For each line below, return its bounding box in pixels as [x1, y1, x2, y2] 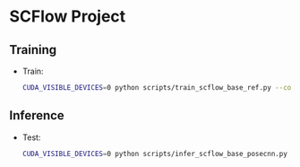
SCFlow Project [9, 6, 126, 27]
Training [9, 42, 57, 57]
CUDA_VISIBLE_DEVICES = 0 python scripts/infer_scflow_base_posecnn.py [21, 149, 288, 158]
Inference [9, 108, 64, 123]
